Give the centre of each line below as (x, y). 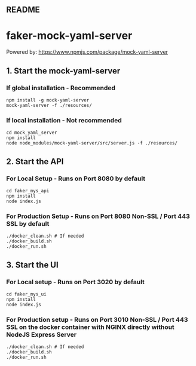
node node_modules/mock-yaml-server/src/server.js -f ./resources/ (92, 143)
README (23, 10)
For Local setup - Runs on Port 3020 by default (76, 282)
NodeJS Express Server (41, 334)
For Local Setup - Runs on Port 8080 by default (76, 179)
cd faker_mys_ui (26, 294)
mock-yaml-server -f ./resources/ (49, 106)
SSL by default (28, 223)
